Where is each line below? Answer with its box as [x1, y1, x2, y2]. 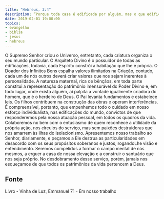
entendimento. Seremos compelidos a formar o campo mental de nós [5, 145, 145, 151]
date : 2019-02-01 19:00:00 [5, 16, 60, 21]
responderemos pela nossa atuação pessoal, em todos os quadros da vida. [5, 114, 156, 120]
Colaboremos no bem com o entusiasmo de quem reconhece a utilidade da [5, 119, 157, 125]
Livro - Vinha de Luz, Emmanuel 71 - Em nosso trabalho [5, 188, 117, 194]
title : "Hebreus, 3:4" [5, 7, 51, 12]
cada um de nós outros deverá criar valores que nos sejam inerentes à [5, 73, 147, 79]
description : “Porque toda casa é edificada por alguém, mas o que [5, 12, 145, 17]
